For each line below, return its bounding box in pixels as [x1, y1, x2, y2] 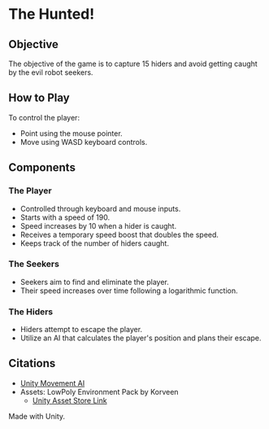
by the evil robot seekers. [8, 68, 93, 77]
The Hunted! [8, 5, 95, 24]
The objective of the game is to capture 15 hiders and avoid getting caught [8, 59, 258, 68]
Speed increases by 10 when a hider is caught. [20, 221, 177, 230]
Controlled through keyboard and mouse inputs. [20, 204, 181, 213]
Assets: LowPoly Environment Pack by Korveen [20, 387, 179, 396]
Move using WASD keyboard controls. [20, 137, 148, 147]
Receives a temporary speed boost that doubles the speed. [20, 230, 219, 239]
